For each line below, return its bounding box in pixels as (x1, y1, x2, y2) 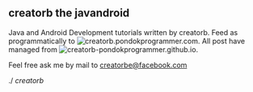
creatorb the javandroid (8, 6, 130, 20)
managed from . (8, 44, 199, 54)
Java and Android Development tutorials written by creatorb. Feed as (8, 27, 238, 37)
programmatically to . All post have (8, 36, 245, 46)
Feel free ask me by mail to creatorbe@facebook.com (8, 60, 188, 70)
